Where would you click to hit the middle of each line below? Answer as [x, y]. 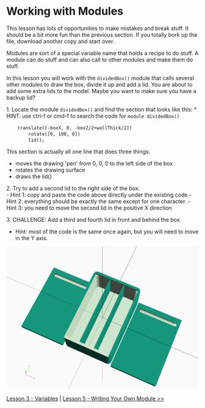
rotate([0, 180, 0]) [54, 134]
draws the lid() [33, 176]
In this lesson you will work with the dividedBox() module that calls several [100, 78]
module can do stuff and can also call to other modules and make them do [100, 59]
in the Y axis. [31, 238]
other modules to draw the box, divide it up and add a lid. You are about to [99, 85]
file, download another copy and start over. [60, 41]
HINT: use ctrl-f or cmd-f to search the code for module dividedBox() [93, 116]
